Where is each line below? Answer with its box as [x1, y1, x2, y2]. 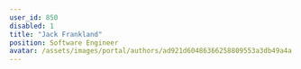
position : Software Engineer [9, 38, 119, 47]
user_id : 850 [9, 13, 59, 22]
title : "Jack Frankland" [9, 30, 103, 39]
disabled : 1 [9, 22, 54, 30]
